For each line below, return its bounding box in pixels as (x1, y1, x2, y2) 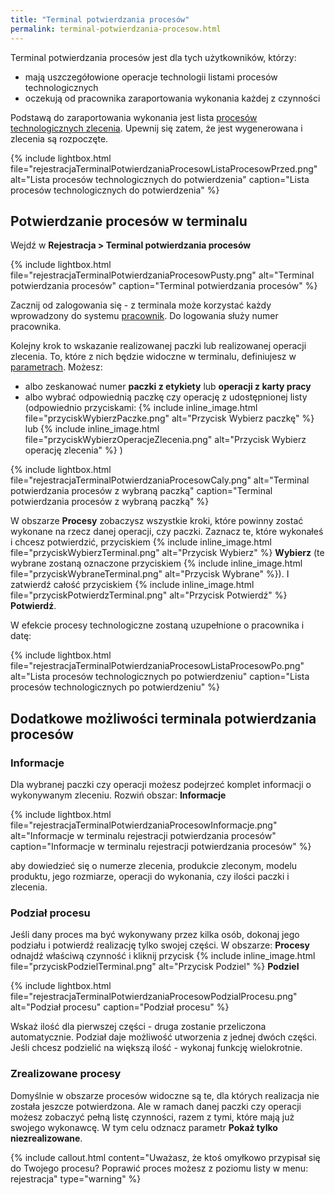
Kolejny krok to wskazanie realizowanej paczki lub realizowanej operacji (10, 340, 307, 352)
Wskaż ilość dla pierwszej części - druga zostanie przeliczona (10, 1021, 267, 1033)
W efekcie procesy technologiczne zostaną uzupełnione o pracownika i (10, 619, 305, 631)
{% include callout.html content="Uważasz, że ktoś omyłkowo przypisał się (10, 1151, 321, 1163)
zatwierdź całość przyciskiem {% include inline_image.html (10, 579, 255, 591)
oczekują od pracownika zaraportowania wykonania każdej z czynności (24, 92, 321, 104)
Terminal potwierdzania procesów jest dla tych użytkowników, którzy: (10, 51, 297, 63)
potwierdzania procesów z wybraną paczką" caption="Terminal (10, 485, 273, 497)
